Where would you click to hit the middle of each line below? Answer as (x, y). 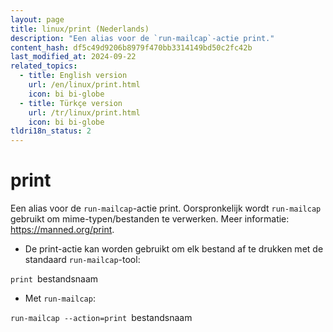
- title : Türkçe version (71, 103)
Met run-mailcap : (60, 298)
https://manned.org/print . (62, 230)
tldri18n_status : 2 (51, 131)
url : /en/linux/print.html (84, 85)
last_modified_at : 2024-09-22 (73, 57)
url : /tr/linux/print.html (84, 112)
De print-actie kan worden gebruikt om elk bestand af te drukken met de (174, 249)
